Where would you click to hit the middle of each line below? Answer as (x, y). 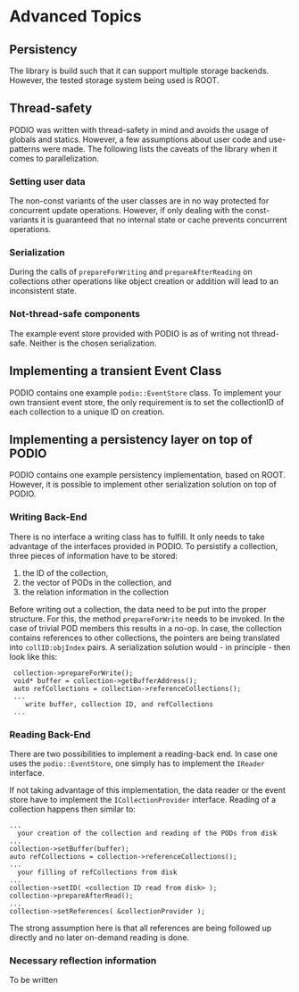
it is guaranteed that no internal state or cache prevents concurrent (164, 220)
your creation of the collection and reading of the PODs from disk (147, 833)
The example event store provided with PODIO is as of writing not (129, 333)
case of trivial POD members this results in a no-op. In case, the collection (146, 628)
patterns (25, 148)
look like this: (33, 656)
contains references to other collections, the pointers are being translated (145, 638)
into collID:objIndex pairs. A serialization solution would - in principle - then (150, 647)
